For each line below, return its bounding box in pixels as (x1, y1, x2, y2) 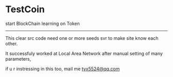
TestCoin (5, 4, 45, 15)
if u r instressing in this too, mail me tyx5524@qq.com (5, 65, 120, 72)
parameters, (5, 56, 31, 62)
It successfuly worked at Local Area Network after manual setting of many (5, 50, 163, 57)
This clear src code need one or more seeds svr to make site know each (5, 35, 159, 41)
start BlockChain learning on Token (5, 20, 80, 27)
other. (5, 40, 18, 46)
